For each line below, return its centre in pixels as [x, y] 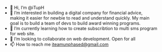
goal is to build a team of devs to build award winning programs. [75, 23]
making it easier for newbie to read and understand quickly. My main [80, 18]
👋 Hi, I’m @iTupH [27, 8]
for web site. [22, 34]
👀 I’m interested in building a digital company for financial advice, [76, 13]
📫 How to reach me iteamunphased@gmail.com [59, 44]
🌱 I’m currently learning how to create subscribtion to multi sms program [83, 28]
